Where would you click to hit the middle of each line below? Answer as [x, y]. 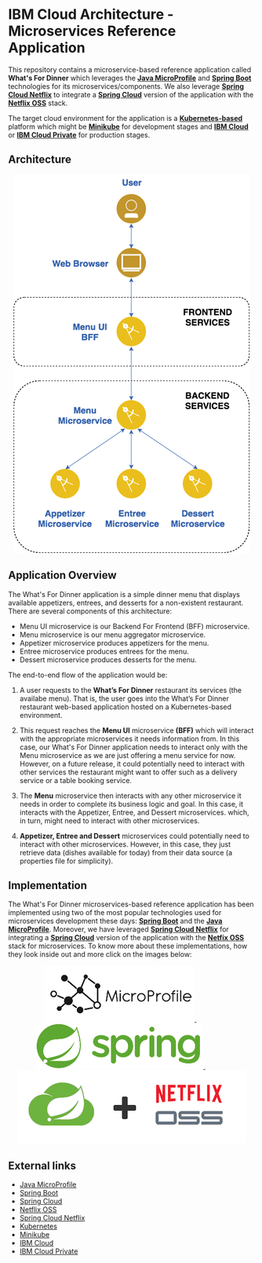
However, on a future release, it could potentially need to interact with [132, 763]
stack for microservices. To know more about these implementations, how [128, 946]
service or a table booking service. [75, 780]
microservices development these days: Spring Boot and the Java [115, 921]
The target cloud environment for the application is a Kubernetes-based [126, 118]
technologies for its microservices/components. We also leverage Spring [126, 86]
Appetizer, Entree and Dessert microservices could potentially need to [134, 836]
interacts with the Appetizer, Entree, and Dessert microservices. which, [134, 812]
